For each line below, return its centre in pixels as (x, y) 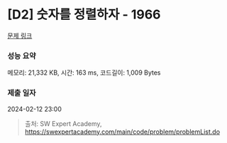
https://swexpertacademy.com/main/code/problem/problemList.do (122, 132)
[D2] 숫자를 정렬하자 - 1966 (84, 15)
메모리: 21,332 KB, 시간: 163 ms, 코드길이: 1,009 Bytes (84, 73)
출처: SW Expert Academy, (63, 123)
